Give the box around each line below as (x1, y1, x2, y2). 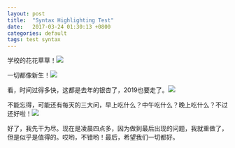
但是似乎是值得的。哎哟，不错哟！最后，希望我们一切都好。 (7, 133, 179, 142)
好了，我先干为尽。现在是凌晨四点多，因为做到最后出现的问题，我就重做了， (7, 124, 228, 133)
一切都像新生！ (7, 71, 50, 80)
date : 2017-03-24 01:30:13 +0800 (7, 23, 111, 30)
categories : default (7, 29, 68, 37)
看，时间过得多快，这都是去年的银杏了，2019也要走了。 (7, 86, 169, 94)
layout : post (7, 10, 45, 17)
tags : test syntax (7, 36, 61, 43)
